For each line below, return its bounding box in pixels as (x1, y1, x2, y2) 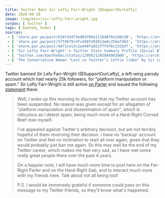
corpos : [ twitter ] (5, 21, 48, 26)
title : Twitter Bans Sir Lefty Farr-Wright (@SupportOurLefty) (5, 7, 137, 12)
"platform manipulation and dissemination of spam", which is (17, 107, 140, 113)
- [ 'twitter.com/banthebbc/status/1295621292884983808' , (7, 53, 129, 58)
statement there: (5, 86, 38, 92)
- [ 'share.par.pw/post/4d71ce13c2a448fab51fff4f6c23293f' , (7, 44, 133, 49)
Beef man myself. (17, 117, 53, 123)
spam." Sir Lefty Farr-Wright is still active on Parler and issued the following (5, 82, 158, 87)
